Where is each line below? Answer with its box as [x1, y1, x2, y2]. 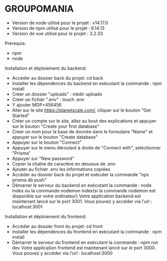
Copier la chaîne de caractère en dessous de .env [12, 161, 116, 167]
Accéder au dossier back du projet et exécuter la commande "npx [12, 171, 149, 177]
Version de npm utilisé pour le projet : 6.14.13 [12, 25, 105, 31]
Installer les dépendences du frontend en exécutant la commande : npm [12, 228, 162, 235]
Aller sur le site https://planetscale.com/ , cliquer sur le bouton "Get [12, 107, 151, 113]
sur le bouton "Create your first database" [12, 123, 99, 129]
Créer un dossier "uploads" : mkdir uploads [12, 91, 102, 97]
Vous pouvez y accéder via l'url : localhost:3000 [12, 250, 113, 256]
